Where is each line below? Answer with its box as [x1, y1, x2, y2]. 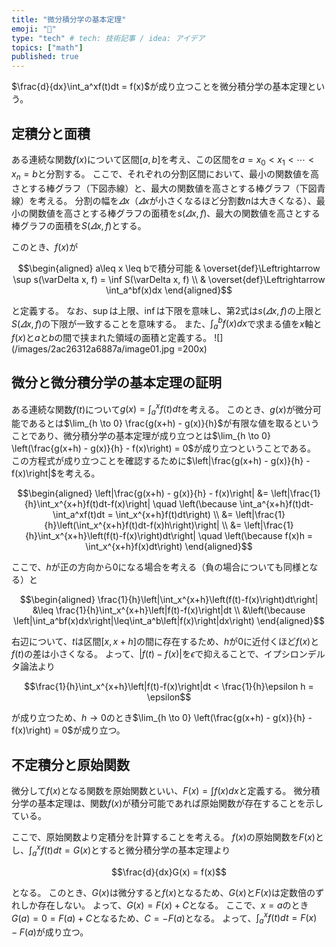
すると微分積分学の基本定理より [99, 844, 231, 856]
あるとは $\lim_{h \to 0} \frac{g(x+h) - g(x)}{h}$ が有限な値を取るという [28, 417, 320, 430]
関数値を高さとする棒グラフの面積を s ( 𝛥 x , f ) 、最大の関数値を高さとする [28, 207, 321, 219]
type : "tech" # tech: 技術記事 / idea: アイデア [11, 33, 206, 43]
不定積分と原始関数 [11, 756, 130, 773]
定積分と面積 [11, 125, 91, 142]
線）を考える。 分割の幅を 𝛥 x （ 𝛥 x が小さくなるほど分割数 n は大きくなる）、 [11, 194, 317, 206]
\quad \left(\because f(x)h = [197, 530, 314, 542]
